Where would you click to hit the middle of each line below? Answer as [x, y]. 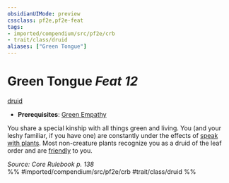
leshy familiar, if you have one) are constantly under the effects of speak [113, 135]
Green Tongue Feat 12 [73, 81]
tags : [15, 27]
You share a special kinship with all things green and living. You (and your [114, 128]
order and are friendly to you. [50, 150]
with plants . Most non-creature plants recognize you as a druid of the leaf [114, 143]
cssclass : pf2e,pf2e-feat [45, 20]
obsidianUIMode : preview [44, 14]
